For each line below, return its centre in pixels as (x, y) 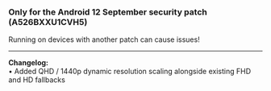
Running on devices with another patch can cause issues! (104, 39)
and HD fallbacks (37, 80)
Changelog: (29, 63)
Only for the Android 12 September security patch (108, 12)
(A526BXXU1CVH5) (48, 22)
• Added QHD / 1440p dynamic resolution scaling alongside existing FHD (130, 72)
